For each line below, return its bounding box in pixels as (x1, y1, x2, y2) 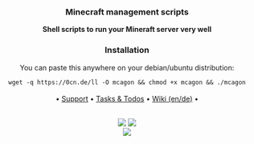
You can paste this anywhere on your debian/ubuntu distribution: (19, 62, 235, 72)
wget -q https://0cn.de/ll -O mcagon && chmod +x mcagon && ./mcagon (7, 78, 247, 86)
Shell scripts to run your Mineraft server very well (43, 25, 211, 34)
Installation (104, 45, 150, 56)
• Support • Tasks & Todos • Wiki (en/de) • (55, 94, 199, 103)
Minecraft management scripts (65, 6, 189, 18)
